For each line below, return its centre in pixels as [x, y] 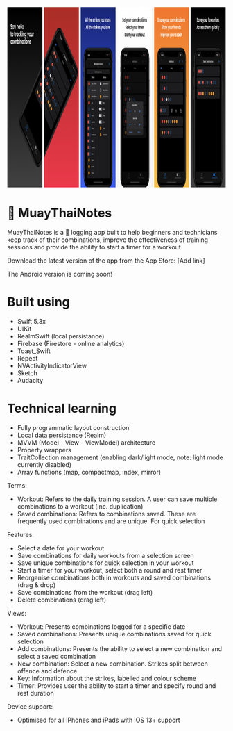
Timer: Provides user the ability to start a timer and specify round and [116, 685]
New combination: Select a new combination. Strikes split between [112, 664]
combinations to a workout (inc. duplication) [80, 506]
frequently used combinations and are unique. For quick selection [111, 521]
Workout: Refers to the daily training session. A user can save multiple [117, 499]
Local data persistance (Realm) [62, 435]
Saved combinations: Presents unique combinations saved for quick [114, 634]
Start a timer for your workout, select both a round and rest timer [110, 570]
